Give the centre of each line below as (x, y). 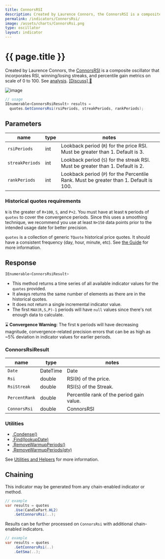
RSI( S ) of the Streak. (90, 387)
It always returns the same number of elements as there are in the (79, 294)
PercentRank (22, 398)
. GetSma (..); (27, 552)
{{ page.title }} (35, 57)
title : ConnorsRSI (24, 10)
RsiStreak (19, 387)
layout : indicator (24, 32)
